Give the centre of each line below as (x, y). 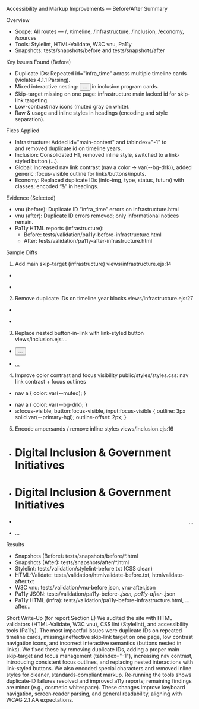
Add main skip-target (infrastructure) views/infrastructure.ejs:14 (93, 264)
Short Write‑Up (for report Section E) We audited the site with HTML (89, 618)
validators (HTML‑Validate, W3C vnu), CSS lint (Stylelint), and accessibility (97, 624)
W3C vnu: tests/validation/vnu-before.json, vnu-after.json (85, 588)
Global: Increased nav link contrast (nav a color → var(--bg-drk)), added (103, 167)
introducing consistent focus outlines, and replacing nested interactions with (100, 662)
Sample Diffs (22, 252)
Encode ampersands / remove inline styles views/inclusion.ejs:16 (94, 429)
